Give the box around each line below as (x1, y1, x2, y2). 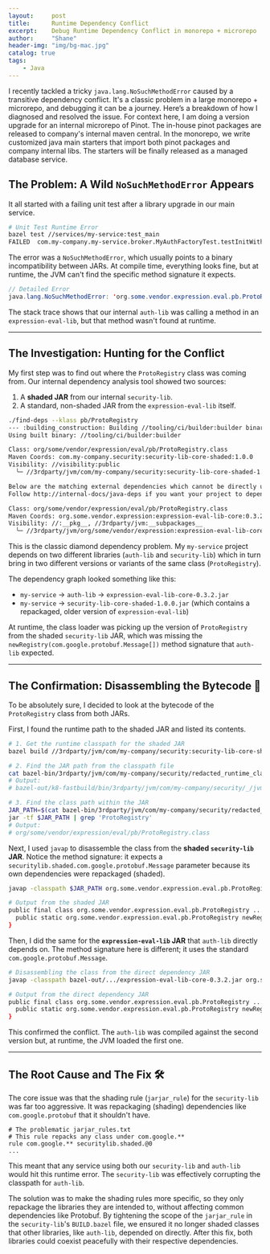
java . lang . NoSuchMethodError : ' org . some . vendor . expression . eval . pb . (8, 293, 243, 301)
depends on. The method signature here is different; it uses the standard (8, 944, 249, 953)
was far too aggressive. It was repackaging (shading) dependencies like (8, 1102, 247, 1111)
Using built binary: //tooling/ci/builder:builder (8, 431, 182, 439)
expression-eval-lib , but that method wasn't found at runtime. (8, 315, 217, 326)
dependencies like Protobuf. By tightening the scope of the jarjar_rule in (8, 1211, 253, 1220)
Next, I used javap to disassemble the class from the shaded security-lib (8, 843, 255, 853)
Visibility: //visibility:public (8, 461, 121, 469)
